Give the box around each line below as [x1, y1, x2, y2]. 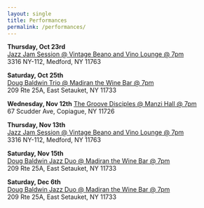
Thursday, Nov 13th [7, 121, 66, 129]
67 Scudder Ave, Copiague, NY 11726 [7, 107, 115, 116]
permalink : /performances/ [7, 23, 86, 30]
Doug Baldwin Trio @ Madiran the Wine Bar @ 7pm [7, 79, 154, 87]
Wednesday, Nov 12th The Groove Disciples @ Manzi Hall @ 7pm [7, 100, 198, 108]
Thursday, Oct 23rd [7, 43, 65, 51]
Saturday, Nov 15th [7, 149, 64, 158]
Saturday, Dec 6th [7, 178, 61, 186]
